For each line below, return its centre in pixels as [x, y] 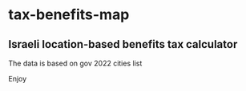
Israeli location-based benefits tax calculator [123, 44]
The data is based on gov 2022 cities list [75, 63]
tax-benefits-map [69, 15]
